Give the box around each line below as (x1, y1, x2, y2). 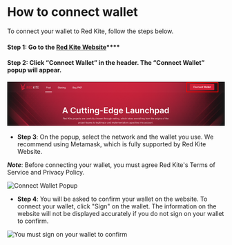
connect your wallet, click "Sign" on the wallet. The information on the (17, 202, 217, 210)
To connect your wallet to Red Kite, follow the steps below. (7, 27, 174, 35)
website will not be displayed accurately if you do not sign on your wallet (17, 209, 224, 217)
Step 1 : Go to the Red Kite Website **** (7, 43, 120, 51)
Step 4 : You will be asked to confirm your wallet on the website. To (17, 195, 208, 203)
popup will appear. (7, 66, 62, 75)
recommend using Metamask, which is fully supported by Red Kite (17, 139, 206, 148)
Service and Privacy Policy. (7, 168, 85, 176)
